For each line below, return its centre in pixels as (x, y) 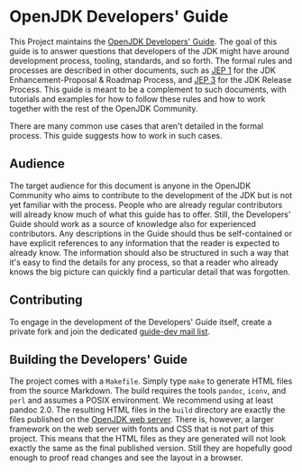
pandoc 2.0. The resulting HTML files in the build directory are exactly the (147, 410)
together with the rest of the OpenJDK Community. (104, 108)
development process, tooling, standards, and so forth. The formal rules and (151, 60)
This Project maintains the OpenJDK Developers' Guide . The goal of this (143, 41)
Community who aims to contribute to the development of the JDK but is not (151, 195)
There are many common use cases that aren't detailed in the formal (137, 126)
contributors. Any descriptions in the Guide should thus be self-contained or (151, 233)
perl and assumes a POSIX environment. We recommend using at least (142, 400)
